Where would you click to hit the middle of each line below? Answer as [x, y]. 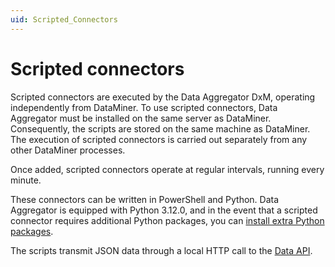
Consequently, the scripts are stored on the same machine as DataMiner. [160, 128]
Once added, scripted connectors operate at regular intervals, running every [167, 169]
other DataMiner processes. [68, 150]
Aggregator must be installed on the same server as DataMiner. [141, 118]
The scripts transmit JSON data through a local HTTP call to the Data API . [161, 250]
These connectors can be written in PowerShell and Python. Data [145, 199]
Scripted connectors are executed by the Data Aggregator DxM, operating [163, 97]
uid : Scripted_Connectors [64, 19]
